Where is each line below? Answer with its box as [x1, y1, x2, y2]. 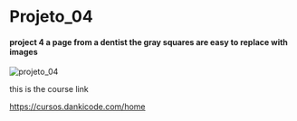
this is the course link [9, 84, 89, 95]
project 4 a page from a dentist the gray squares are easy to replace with [9, 36, 288, 47]
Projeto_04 [9, 6, 93, 27]
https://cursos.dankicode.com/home [9, 101, 147, 112]
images [9, 46, 38, 57]
